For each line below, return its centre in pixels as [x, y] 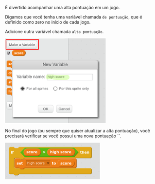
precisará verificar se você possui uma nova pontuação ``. [63, 136]
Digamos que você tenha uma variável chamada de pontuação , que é [74, 17]
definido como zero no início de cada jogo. [48, 22]
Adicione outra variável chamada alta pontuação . [54, 31]
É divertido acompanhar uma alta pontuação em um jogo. [62, 8]
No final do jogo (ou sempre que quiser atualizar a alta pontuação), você [77, 131]
